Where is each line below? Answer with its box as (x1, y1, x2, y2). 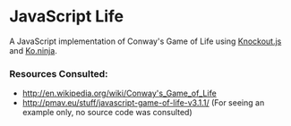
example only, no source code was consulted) (21, 107, 193, 118)
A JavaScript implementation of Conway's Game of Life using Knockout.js (9, 36, 282, 46)
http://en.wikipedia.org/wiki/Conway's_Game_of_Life (21, 88, 217, 99)
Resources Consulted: (9, 67, 109, 80)
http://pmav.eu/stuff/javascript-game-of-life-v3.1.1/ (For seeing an (21, 97, 265, 108)
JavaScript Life (9, 6, 124, 27)
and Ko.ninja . (9, 45, 58, 55)
